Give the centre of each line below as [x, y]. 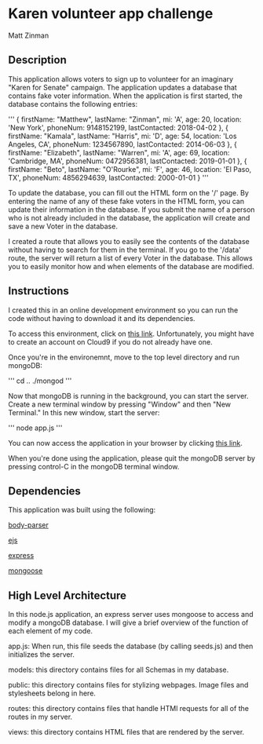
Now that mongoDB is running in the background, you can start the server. [128, 396]
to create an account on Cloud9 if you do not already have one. [111, 341]
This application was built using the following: [82, 510]
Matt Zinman [29, 35]
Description [37, 60]
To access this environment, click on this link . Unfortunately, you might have [131, 334]
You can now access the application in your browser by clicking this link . [126, 443]
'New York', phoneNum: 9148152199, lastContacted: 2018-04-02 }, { [119, 127]
